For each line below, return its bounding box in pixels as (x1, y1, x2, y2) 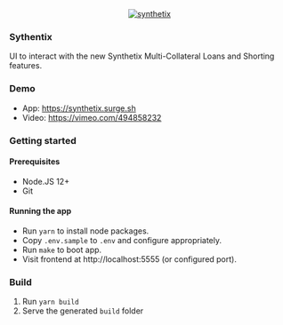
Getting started (9, 134, 77, 147)
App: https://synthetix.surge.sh (21, 102, 136, 114)
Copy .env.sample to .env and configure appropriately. (21, 234, 222, 245)
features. (9, 60, 43, 71)
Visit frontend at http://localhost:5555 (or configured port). (21, 253, 238, 265)
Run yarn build (21, 297, 79, 307)
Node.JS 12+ (21, 176, 69, 186)
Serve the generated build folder (21, 305, 144, 316)
